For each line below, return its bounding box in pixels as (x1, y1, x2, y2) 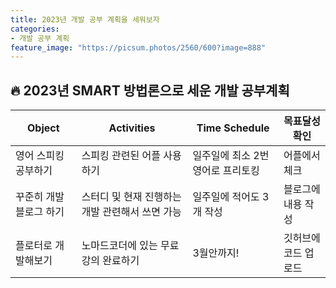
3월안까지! (192, 246, 240, 260)
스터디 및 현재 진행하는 (81, 190, 182, 204)
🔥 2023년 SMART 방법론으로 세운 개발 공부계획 (10, 82, 290, 99)
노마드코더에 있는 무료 (81, 239, 180, 253)
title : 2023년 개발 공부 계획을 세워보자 (10, 14, 160, 25)
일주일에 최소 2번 (192, 149, 270, 163)
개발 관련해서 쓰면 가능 (81, 205, 182, 219)
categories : (10, 24, 60, 34)
